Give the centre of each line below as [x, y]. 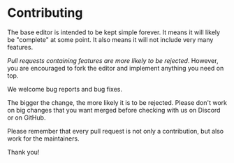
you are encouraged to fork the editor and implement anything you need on [116, 68]
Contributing [45, 13]
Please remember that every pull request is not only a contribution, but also [116, 131]
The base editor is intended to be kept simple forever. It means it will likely [114, 32]
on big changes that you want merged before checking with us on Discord [114, 110]
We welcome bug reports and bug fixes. [65, 89]
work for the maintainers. [43, 139]
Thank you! [23, 152]
